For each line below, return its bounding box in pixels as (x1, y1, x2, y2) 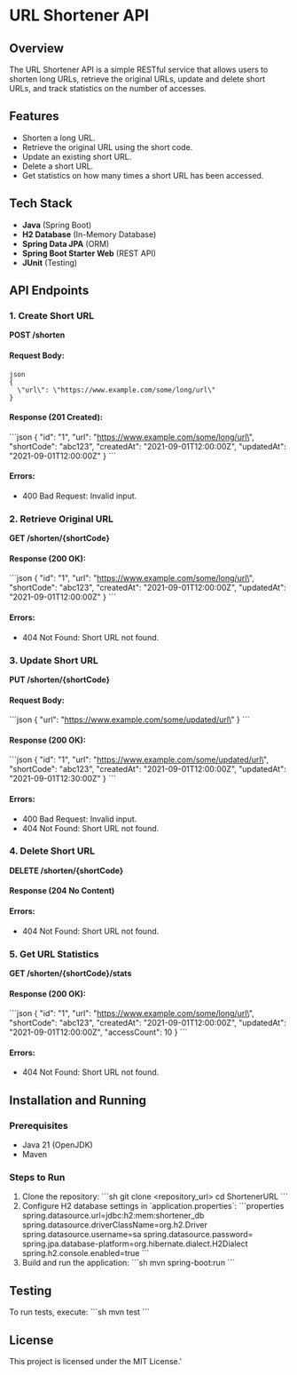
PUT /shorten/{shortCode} (9, 674, 111, 685)
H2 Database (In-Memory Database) (21, 228, 157, 240)
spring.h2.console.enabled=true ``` (21, 1248, 150, 1259)
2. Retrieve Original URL (9, 513, 113, 525)
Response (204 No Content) (9, 886, 115, 896)
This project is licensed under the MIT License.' (9, 1355, 183, 1366)
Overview (9, 41, 65, 56)
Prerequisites (9, 1119, 68, 1132)
